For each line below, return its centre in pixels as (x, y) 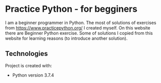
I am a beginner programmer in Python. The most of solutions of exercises (81, 23)
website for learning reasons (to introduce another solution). (66, 38)
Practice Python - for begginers (71, 9)
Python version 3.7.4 (33, 75)
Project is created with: (29, 65)
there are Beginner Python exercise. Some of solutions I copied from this (79, 33)
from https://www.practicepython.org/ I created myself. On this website (78, 28)
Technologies (27, 54)
